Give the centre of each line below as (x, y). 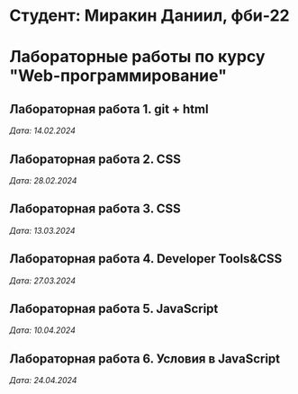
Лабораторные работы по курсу (137, 57)
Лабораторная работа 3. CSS (95, 209)
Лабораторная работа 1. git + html (109, 109)
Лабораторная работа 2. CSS (95, 159)
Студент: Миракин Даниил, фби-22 (149, 16)
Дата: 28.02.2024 (43, 180)
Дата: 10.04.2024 (43, 330)
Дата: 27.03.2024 (43, 281)
